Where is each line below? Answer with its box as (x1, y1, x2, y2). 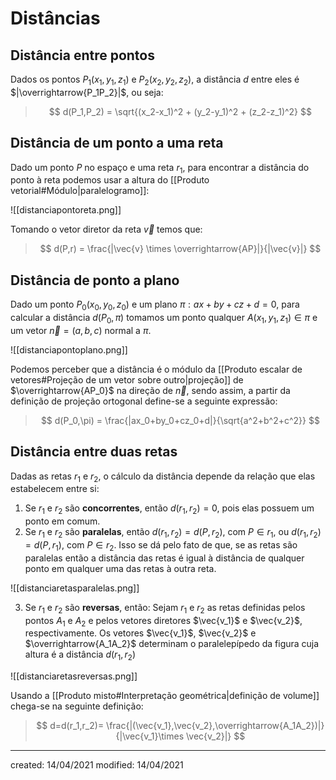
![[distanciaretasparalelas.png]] (10, 582, 140, 594)
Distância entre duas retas (10, 443, 178, 461)
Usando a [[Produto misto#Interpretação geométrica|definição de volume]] (10, 690, 320, 702)
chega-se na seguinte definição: (10, 700, 144, 712)
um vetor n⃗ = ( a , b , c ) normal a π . (10, 324, 152, 336)
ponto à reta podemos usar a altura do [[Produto (10, 174, 210, 186)
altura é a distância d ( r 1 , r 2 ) (24, 648, 136, 663)
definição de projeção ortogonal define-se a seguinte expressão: (10, 395, 278, 407)
